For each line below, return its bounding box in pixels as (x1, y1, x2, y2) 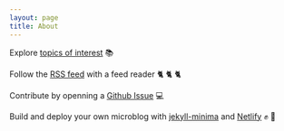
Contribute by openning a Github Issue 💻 (9, 89, 165, 100)
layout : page (9, 13, 59, 23)
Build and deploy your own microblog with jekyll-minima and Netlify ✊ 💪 (9, 110, 277, 122)
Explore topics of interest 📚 (9, 47, 114, 58)
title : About (9, 22, 59, 31)
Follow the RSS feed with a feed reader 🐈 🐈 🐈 (9, 69, 181, 80)
